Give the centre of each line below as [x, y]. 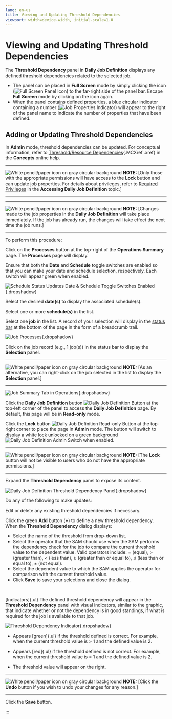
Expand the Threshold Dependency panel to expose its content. [73, 481]
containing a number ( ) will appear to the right [89, 107]
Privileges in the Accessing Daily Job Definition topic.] [63, 189]
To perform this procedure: [34, 240]
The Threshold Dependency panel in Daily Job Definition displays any [80, 70]
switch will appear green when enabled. [47, 276]
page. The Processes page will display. [47, 256]
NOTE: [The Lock [141, 455]
